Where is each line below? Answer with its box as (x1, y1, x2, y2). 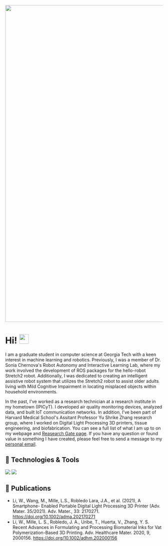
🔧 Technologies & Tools (5, 456, 79, 464)
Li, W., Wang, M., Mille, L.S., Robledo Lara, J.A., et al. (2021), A (12, 497, 141, 503)
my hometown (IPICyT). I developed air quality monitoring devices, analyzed (5, 403, 162, 409)
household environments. (5, 388, 57, 394)
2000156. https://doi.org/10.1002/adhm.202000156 (12, 534, 117, 541)
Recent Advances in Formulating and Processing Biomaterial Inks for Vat (12, 524, 161, 530)
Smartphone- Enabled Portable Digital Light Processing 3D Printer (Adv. (12, 503, 161, 509)
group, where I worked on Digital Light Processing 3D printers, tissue (5, 420, 147, 426)
